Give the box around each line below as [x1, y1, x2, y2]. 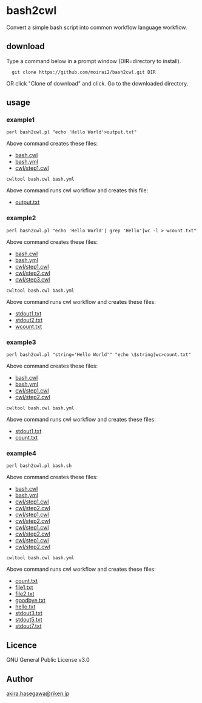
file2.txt [15, 590, 35, 597]
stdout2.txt [15, 316, 43, 323]
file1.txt [15, 584, 33, 591]
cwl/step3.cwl [15, 275, 50, 283]
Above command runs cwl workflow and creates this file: [6, 187, 149, 194]
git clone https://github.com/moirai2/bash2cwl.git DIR [12, 69, 156, 75]
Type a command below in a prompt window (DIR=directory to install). [6, 57, 181, 64]
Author [6, 674, 33, 684]
